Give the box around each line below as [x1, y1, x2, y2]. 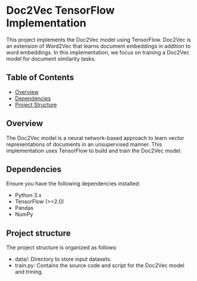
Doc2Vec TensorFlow [6, 4, 115, 17]
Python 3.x [14, 192, 42, 199]
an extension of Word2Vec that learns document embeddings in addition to [6, 42, 191, 50]
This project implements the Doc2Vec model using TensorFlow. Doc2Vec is [6, 36, 191, 43]
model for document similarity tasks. [6, 55, 96, 62]
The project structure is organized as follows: [6, 244, 118, 251]
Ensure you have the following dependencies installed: [6, 180, 140, 187]
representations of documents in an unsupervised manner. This [6, 140, 162, 148]
